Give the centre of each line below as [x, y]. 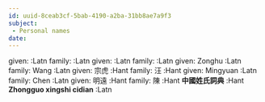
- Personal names [41, 31]
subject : [23, 23]
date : [17, 38]
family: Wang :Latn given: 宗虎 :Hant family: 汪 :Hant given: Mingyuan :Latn [132, 71]
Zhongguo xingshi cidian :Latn [60, 90]
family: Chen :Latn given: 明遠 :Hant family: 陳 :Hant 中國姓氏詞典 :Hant [126, 80]
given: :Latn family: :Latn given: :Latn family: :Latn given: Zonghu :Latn [125, 61]
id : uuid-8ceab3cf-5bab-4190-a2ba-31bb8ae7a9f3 [90, 16]
